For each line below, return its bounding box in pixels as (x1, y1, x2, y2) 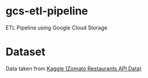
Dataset (5, 45, 46, 59)
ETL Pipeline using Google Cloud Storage (5, 24, 108, 31)
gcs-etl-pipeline (5, 4, 88, 18)
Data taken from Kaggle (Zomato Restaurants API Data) (5, 65, 142, 72)
